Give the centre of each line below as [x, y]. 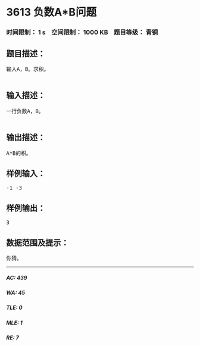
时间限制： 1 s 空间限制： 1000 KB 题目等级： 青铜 [82, 32]
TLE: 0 [14, 308]
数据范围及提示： [37, 243]
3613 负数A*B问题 [51, 12]
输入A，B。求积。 [28, 69]
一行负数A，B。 [25, 111]
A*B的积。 [19, 153]
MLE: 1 [14, 323]
